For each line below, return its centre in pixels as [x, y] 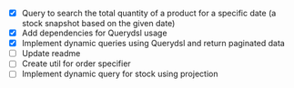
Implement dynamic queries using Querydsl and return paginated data [153, 44]
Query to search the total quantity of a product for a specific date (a [149, 13]
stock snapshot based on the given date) [98, 24]
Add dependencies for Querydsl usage [94, 33]
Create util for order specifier [76, 64]
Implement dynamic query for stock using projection [120, 74]
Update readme [51, 54]
